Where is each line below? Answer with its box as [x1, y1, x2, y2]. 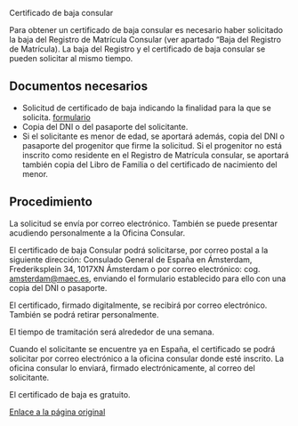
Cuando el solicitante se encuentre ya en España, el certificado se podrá [9, 343, 276, 354]
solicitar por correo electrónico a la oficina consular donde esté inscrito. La [9, 353, 285, 364]
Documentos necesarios [9, 79, 149, 94]
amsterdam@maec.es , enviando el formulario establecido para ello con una [9, 273, 286, 284]
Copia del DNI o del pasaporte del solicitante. [21, 121, 189, 132]
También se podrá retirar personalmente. [9, 309, 159, 319]
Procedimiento [9, 195, 93, 210]
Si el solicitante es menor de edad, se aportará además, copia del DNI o [21, 131, 285, 141]
